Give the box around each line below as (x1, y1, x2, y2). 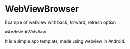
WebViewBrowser (5, 3, 79, 15)
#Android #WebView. (5, 29, 48, 34)
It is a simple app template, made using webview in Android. (5, 38, 126, 44)
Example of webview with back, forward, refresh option (5, 19, 116, 25)
